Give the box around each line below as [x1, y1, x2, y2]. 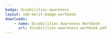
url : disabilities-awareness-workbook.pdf [18, 26, 107, 31]
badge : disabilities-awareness [5, 7, 70, 12]
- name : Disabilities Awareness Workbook [14, 21, 100, 26]
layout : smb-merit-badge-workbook [5, 12, 76, 17]
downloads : [5, 16, 28, 21]
